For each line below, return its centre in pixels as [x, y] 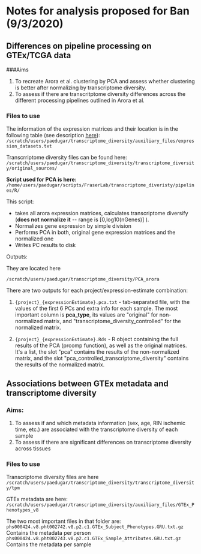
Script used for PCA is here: [41, 180]
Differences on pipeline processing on [79, 46]
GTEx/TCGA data [39, 55]
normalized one [34, 239]
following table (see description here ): [53, 136]
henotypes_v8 [22, 510]
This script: [20, 201]
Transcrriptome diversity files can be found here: [67, 158]
